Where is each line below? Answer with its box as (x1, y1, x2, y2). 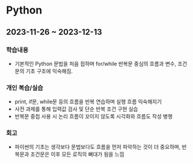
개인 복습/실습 (6, 84, 43, 92)
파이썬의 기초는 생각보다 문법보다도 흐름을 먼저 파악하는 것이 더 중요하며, (14, 144, 181, 151)
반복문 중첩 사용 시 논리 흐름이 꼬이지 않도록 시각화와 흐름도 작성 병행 (14, 113, 173, 120)
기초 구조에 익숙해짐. (25, 67, 73, 74)
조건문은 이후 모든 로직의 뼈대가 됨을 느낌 (30, 151, 124, 158)
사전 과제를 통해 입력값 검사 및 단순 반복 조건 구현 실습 (14, 105, 138, 112)
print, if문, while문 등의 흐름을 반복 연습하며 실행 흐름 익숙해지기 (14, 98, 162, 105)
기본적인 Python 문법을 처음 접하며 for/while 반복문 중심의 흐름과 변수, (14, 60, 177, 67)
